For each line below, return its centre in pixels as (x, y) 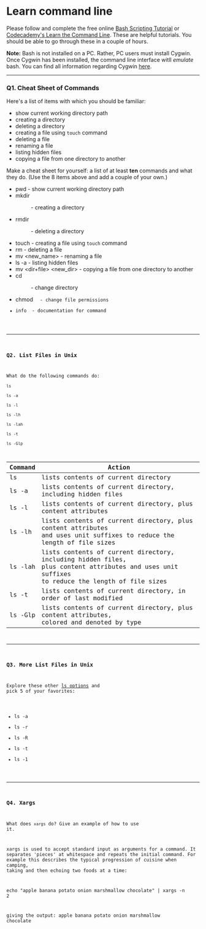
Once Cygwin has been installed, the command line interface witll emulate (100, 60)
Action (119, 468)
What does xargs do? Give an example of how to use (73, 824)
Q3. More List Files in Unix (50, 665)
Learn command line (59, 11)
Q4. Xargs (21, 803)
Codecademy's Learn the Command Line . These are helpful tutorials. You (99, 34)
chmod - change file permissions (62, 299)
